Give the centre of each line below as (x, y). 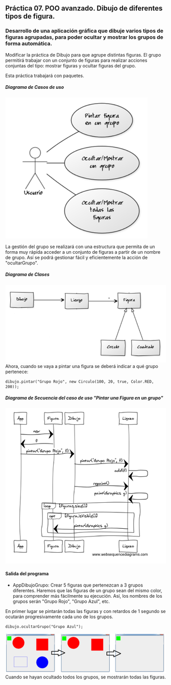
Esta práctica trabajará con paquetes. (45, 76)
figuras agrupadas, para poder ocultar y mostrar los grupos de (84, 37)
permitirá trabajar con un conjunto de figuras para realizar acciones (76, 60)
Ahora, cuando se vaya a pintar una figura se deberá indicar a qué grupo (82, 366)
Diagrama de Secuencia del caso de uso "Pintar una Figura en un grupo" (84, 398)
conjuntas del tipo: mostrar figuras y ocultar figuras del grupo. (71, 65)
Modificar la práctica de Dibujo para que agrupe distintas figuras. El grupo (83, 55)
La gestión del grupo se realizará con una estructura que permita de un (80, 247)
